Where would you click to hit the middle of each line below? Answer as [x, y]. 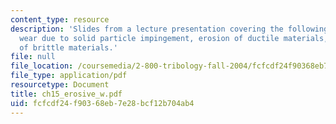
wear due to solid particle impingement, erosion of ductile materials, [174, 38]
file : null [33, 57]
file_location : [42, 66]
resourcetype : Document [60, 85]
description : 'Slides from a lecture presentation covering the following [169, 29]
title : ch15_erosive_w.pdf [66, 94]
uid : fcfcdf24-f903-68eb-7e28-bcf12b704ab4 [102, 103]
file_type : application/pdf [69, 76]
